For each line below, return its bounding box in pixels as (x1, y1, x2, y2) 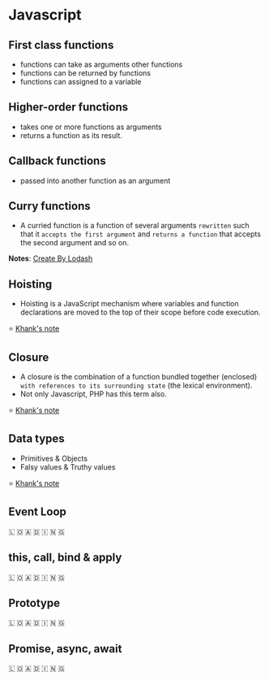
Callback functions (8, 154, 107, 168)
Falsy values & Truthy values (19, 461, 116, 472)
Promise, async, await (8, 642, 122, 656)
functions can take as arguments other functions (19, 59, 183, 69)
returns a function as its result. (19, 130, 123, 140)
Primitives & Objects (19, 453, 88, 463)
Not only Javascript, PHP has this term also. (19, 389, 168, 399)
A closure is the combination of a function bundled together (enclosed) (19, 372, 258, 382)
